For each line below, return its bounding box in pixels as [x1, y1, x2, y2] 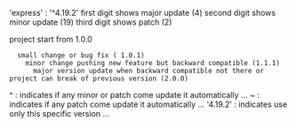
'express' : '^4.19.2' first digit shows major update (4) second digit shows [9, 8, 276, 18]
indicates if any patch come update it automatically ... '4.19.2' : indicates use [9, 99, 288, 109]
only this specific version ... [9, 109, 110, 118]
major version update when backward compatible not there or [32, 66, 265, 75]
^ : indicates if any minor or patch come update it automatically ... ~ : [9, 90, 260, 100]
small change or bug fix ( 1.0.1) [17, 51, 145, 60]
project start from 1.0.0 [9, 34, 93, 44]
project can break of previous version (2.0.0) [9, 74, 189, 83]
